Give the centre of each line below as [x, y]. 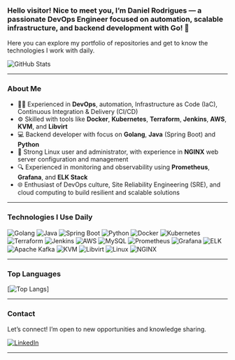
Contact [21, 314]
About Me [24, 89]
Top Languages [34, 273]
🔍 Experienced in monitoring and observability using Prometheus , [113, 167]
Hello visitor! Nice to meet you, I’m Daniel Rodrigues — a [105, 10]
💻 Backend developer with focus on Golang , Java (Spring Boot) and [116, 134]
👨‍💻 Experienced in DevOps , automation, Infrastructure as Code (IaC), [117, 104]
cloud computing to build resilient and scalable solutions [99, 192]
